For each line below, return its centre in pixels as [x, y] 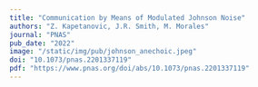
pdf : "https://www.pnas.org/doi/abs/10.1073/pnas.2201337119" [129, 69]
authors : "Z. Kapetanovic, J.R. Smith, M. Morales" [109, 26]
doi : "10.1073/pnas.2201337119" [70, 60]
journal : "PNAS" [40, 34]
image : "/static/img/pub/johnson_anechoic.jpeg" [103, 52]
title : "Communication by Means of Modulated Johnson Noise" [128, 18]
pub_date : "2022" [42, 43]
